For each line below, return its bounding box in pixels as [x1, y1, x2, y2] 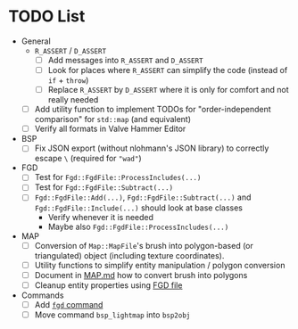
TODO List [8, 6, 86, 27]
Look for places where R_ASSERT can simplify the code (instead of [47, 65, 288, 75]
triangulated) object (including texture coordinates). [34, 250, 225, 260]
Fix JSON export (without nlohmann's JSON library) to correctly [34, 143, 269, 153]
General [21, 36, 51, 46]
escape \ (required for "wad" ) [34, 153, 142, 164]
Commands [21, 290, 64, 300]
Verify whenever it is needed [47, 211, 153, 222]
